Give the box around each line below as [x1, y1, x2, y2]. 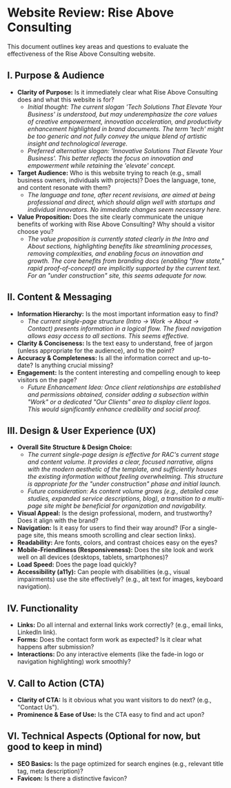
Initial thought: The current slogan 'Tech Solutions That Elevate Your [27, 102, 223, 111]
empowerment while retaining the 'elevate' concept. [27, 161, 176, 170]
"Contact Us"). [17, 703, 59, 711]
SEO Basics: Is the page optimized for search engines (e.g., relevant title [17, 759, 224, 767]
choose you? [17, 227, 54, 235]
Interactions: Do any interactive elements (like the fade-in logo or [17, 650, 205, 658]
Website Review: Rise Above [7, 5, 174, 21]
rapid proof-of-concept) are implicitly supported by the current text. [27, 264, 221, 272]
